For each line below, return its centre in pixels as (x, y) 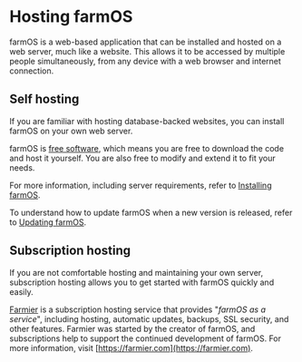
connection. (32, 71)
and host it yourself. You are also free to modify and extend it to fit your (142, 158)
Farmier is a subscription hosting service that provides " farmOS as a (137, 309)
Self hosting (44, 99)
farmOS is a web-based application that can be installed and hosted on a (146, 42)
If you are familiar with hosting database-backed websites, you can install (147, 121)
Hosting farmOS (71, 17)
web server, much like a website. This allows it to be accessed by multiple (147, 51)
